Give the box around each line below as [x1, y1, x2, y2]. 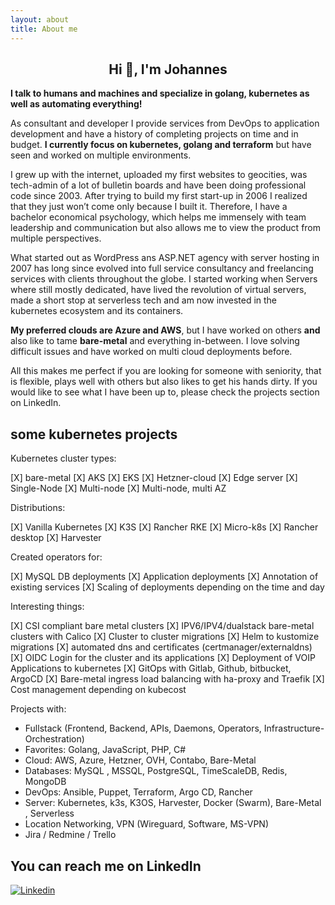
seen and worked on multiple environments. [10, 149, 192, 161]
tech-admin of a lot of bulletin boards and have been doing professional [10, 179, 307, 191]
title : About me [10, 24, 78, 34]
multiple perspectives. [10, 232, 102, 245]
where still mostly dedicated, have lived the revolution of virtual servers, [10, 284, 307, 296]
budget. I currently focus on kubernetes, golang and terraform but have [10, 139, 312, 151]
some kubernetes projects [10, 426, 178, 443]
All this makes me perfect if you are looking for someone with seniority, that [10, 365, 322, 377]
